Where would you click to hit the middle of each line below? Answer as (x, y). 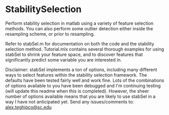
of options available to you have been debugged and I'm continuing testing (83, 85)
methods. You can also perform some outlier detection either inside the (79, 28)
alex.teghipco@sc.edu (29, 107)
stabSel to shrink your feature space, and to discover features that (74, 54)
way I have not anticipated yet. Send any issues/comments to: (70, 101)
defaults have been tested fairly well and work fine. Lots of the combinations (85, 80)
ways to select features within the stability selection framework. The (76, 75)
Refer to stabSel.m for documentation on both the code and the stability (80, 43)
